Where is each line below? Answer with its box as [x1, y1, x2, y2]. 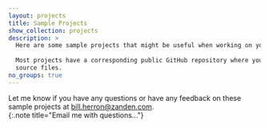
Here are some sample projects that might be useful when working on [15, 42, 252, 50]
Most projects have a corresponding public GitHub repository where [15, 57, 249, 65]
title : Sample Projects [8, 19, 88, 27]
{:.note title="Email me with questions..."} [8, 110, 144, 120]
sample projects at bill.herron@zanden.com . [8, 102, 155, 111]
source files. [15, 64, 62, 72]
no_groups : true [8, 71, 62, 79]
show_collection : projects [8, 26, 98, 34]
